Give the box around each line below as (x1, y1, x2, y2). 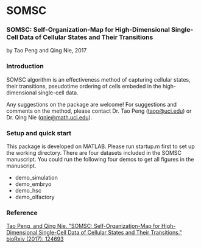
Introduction (6, 62, 44, 71)
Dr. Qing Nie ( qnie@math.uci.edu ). (6, 113, 93, 121)
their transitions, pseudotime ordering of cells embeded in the (6, 82, 161, 90)
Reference (6, 208, 38, 217)
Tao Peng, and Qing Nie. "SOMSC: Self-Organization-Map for (6, 222, 160, 230)
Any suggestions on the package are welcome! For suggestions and (6, 101, 177, 108)
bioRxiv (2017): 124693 (6, 235, 64, 243)
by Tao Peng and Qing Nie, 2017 (6, 47, 87, 54)
